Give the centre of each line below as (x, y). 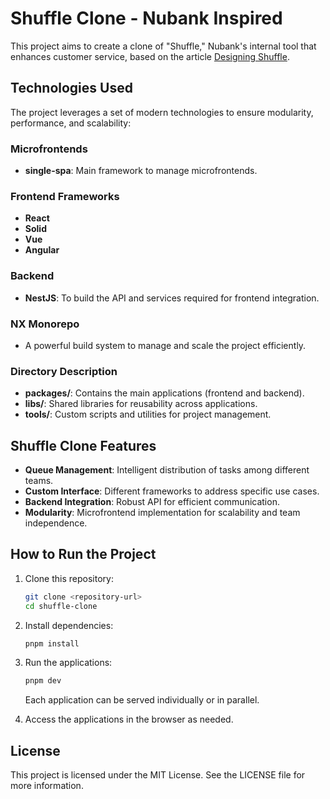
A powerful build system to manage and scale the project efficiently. (165, 345)
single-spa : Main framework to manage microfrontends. (141, 171)
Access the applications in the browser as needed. (129, 719)
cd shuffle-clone (61, 606)
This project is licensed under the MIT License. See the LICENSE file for (158, 775)
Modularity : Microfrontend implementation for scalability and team (162, 513)
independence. (56, 523)
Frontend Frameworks (65, 196)
